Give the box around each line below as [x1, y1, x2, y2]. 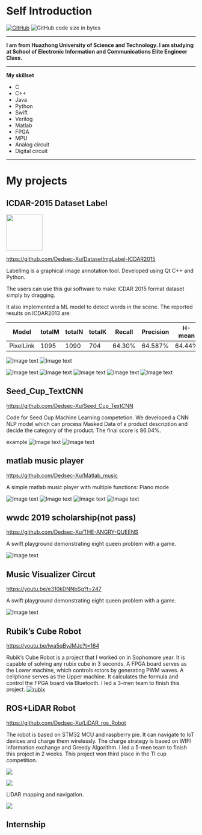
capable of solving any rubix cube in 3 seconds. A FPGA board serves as [6, 660, 187, 667]
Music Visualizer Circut [6, 569, 96, 580]
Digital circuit [14, 147, 48, 154]
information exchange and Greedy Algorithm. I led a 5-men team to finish [6, 743, 188, 751]
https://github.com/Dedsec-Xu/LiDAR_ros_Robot [6, 719, 126, 727]
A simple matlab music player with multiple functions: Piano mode [6, 483, 170, 490]
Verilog [14, 115, 33, 122]
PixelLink [9, 342, 35, 350]
